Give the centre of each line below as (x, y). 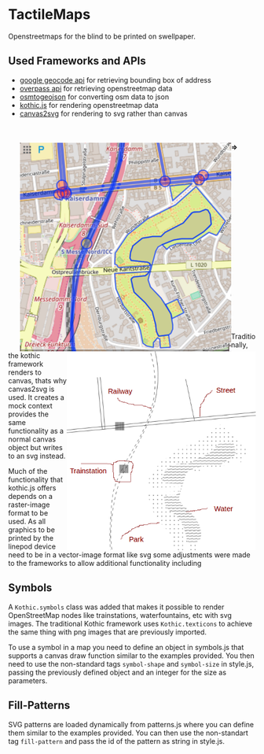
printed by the (31, 538)
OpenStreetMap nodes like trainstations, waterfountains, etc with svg (120, 615)
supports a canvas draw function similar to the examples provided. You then (132, 656)
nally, (240, 345)
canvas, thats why (37, 380)
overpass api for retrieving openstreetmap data (96, 88)
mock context (30, 405)
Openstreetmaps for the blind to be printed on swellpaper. (102, 36)
